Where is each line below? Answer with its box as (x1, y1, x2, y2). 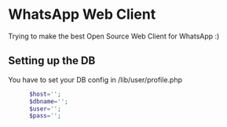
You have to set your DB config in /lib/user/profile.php (8, 74, 183, 84)
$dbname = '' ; (28, 97, 68, 105)
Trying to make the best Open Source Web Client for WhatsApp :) (8, 31, 220, 41)
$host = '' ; (28, 90, 61, 98)
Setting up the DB (8, 54, 96, 67)
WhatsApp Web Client (8, 5, 156, 24)
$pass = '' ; (28, 112, 61, 120)
